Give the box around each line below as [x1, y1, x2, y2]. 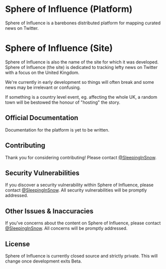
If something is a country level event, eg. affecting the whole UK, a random [5, 94, 158, 100]
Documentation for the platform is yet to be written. [5, 127, 110, 133]
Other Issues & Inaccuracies [5, 207, 94, 215]
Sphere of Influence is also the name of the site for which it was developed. [5, 59, 159, 65]
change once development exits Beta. [5, 258, 83, 264]
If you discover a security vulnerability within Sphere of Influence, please [5, 182, 154, 188]
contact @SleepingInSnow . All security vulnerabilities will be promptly [5, 187, 147, 193]
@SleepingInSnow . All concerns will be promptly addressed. [5, 225, 127, 231]
